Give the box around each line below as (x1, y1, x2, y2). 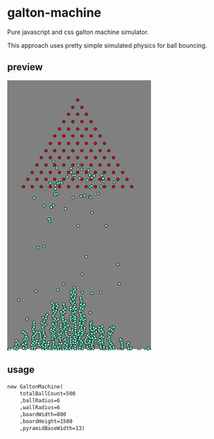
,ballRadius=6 (19, 397, 60, 404)
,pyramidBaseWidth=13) (19, 424, 85, 431)
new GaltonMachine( (7, 383, 64, 390)
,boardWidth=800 (19, 411, 67, 418)
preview (7, 61, 43, 74)
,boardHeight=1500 (19, 418, 73, 424)
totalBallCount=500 (19, 390, 76, 397)
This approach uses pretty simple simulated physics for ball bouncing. (7, 41, 208, 49)
